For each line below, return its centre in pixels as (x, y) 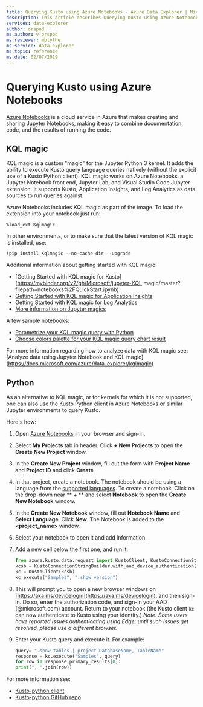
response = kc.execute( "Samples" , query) (68, 656)
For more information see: (38, 679)
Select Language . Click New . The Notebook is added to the (89, 519)
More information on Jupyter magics (60, 309)
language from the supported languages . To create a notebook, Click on (105, 489)
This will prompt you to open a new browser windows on (85, 589)
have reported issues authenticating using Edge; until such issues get (102, 621)
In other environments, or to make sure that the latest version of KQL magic (100, 236)
